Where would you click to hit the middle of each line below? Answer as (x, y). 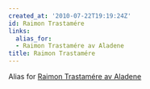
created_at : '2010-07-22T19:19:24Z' (70, 16)
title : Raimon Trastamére (52, 53)
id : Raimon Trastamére (46, 23)
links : (19, 31)
